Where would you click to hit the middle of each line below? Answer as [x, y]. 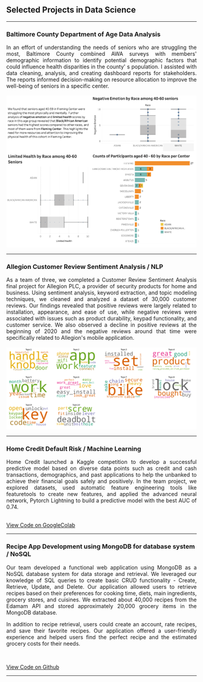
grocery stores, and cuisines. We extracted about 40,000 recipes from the [101, 600]
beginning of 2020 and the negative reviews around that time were [101, 331]
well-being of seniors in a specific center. [58, 86]
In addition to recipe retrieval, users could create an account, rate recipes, [101, 624]
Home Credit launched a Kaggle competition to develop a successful [101, 462]
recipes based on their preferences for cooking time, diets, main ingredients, [101, 593]
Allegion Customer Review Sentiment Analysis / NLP [85, 267]
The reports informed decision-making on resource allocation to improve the [101, 80]
